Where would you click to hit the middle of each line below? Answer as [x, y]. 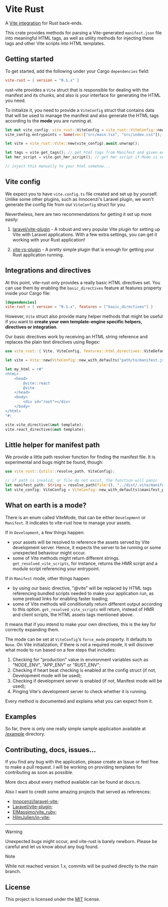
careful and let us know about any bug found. [52, 847]
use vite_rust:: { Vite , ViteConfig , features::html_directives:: [74, 351]
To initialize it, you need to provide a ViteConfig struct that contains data [80, 110]
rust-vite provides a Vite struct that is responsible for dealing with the [77, 90]
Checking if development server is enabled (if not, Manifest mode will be [87, 681]
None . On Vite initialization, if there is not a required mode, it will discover [79, 644]
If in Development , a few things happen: [45, 532]
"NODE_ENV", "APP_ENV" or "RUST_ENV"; [56, 665]
